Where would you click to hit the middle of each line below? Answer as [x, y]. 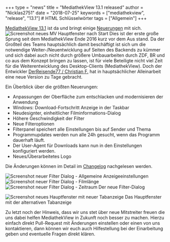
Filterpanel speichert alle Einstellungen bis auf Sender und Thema [82, 129]
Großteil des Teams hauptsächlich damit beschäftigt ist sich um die [76, 44]
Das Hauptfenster [143, 197]
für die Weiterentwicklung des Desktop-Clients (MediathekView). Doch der [84, 66]
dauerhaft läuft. [29, 140]
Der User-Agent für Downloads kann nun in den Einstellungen [77, 146]
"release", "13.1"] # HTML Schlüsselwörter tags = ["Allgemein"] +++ [76, 18]
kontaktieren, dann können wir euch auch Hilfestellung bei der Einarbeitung [84, 228]
